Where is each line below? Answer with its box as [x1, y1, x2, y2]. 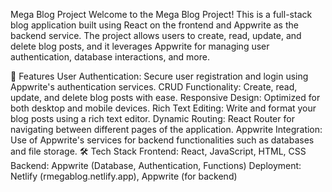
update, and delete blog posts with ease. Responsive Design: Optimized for [10, 92, 321, 103]
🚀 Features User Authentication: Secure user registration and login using [10, 70, 309, 82]
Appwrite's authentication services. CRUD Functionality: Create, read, [10, 81, 298, 93]
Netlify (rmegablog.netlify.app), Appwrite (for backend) [10, 170, 238, 182]
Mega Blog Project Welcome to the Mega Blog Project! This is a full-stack [10, 9, 313, 20]
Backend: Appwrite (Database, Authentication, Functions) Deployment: [10, 160, 302, 171]
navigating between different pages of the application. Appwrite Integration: [10, 124, 323, 135]
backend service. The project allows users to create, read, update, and [10, 30, 302, 41]
